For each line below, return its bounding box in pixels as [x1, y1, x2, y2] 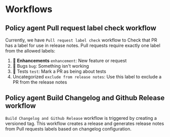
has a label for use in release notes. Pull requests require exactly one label [5, 42, 161, 49]
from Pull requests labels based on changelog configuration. [5, 125, 132, 132]
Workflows [5, 4, 52, 15]
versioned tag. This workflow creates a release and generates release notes [5, 120, 164, 126]
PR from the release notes [12, 79, 67, 85]
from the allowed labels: [5, 48, 56, 54]
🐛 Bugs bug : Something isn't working [12, 63, 89, 69]
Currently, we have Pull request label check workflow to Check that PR [5, 37, 157, 43]
